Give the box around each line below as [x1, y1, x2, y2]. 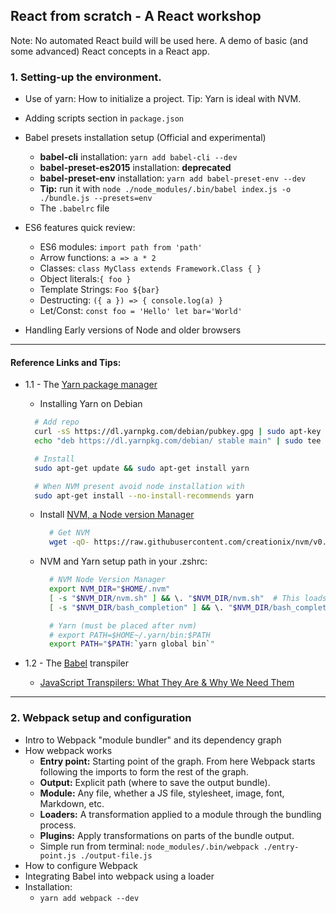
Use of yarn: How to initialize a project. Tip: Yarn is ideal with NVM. [24, 93, 302, 105]
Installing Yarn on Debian [39, 398, 143, 410]
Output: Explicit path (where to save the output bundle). [39, 776, 271, 788]
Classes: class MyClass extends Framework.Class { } [39, 262, 262, 274]
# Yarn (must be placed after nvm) [48, 620, 198, 631]
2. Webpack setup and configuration [10, 711, 192, 725]
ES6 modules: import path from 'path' [39, 241, 203, 253]
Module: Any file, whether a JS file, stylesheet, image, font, [39, 787, 285, 799]
